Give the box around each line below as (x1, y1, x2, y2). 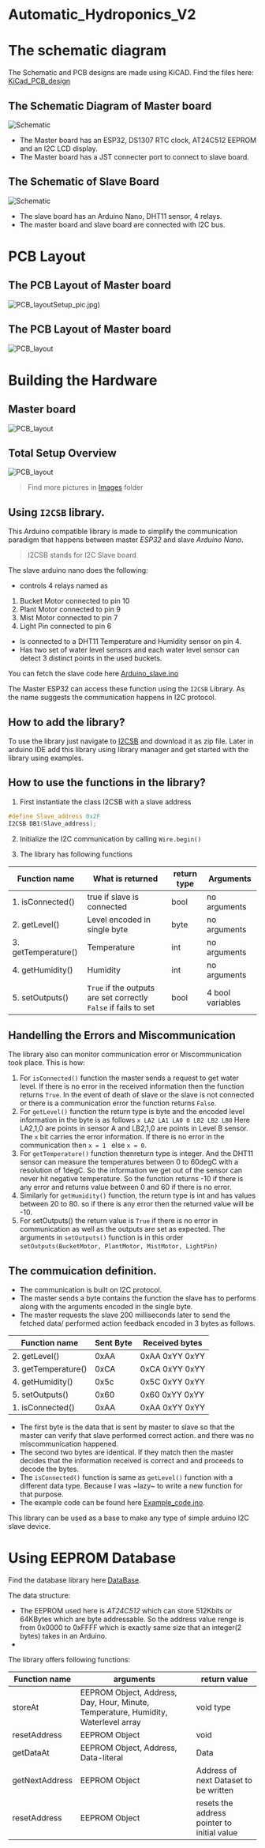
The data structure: (8, 1590, 71, 1601)
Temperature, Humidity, (80, 1707, 168, 1718)
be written (196, 1785, 234, 1796)
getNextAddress (12, 1775, 73, 1786)
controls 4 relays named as (19, 581, 108, 590)
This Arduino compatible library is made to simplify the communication (8, 527, 238, 536)
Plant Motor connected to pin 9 (19, 604, 121, 614)
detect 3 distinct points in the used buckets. (19, 653, 162, 663)
